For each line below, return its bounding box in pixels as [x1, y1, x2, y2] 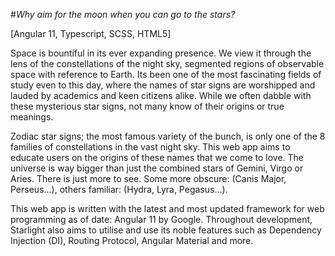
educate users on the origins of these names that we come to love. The [10, 152, 305, 163]
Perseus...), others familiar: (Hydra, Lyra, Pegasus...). [10, 184, 228, 195]
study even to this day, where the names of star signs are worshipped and [10, 79, 316, 91]
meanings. [10, 111, 54, 123]
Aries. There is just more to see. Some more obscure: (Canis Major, [10, 173, 287, 184]
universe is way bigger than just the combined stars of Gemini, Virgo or [10, 162, 304, 174]
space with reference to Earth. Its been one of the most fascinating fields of [10, 69, 322, 80]
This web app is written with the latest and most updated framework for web [10, 203, 325, 214]
